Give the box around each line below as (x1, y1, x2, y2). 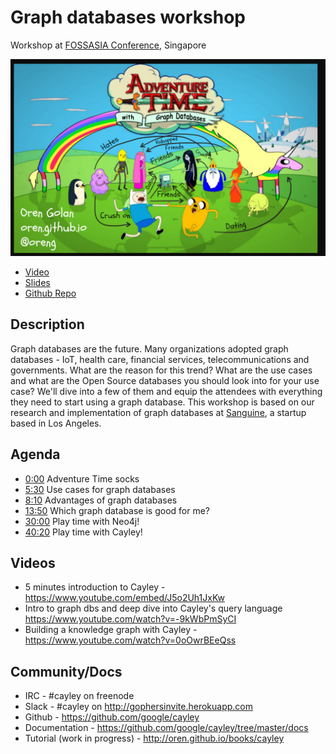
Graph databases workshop (10, 6, 247, 29)
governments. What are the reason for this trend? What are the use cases (10, 364, 313, 376)
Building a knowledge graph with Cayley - (24, 624, 198, 636)
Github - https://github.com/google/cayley (24, 711, 200, 723)
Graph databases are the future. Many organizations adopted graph (10, 342, 289, 355)
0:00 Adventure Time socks (24, 472, 140, 485)
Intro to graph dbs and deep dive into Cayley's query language (24, 602, 283, 615)
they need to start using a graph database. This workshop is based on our (10, 396, 315, 408)
